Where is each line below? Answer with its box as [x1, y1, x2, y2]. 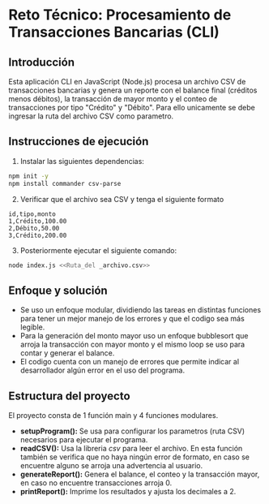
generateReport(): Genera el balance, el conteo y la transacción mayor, [19, 469, 260, 480]
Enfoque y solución [8, 283, 108, 297]
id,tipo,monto [8, 209, 57, 218]
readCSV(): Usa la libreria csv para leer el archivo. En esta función [19, 444, 243, 454]
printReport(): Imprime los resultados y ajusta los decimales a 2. [19, 487, 237, 497]
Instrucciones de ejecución [8, 135, 149, 149]
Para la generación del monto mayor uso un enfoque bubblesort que [19, 331, 249, 341]
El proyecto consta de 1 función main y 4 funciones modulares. [8, 411, 219, 420]
